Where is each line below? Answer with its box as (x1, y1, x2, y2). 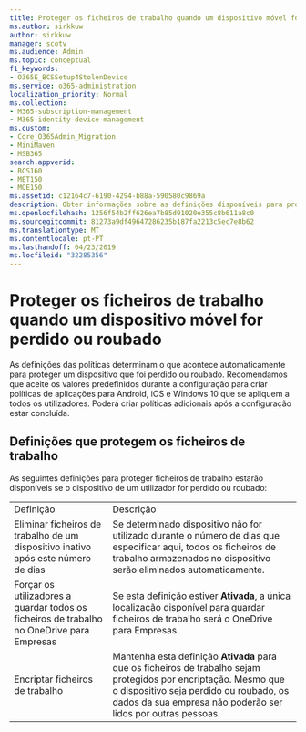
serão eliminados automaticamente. (112, 563, 266, 576)
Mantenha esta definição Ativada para (112, 650, 278, 663)
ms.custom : (9, 124, 51, 133)
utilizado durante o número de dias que (112, 528, 280, 541)
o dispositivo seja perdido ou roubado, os (112, 684, 290, 696)
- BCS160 (9, 166, 43, 175)
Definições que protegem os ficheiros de (9, 434, 246, 450)
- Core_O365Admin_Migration (9, 132, 117, 141)
